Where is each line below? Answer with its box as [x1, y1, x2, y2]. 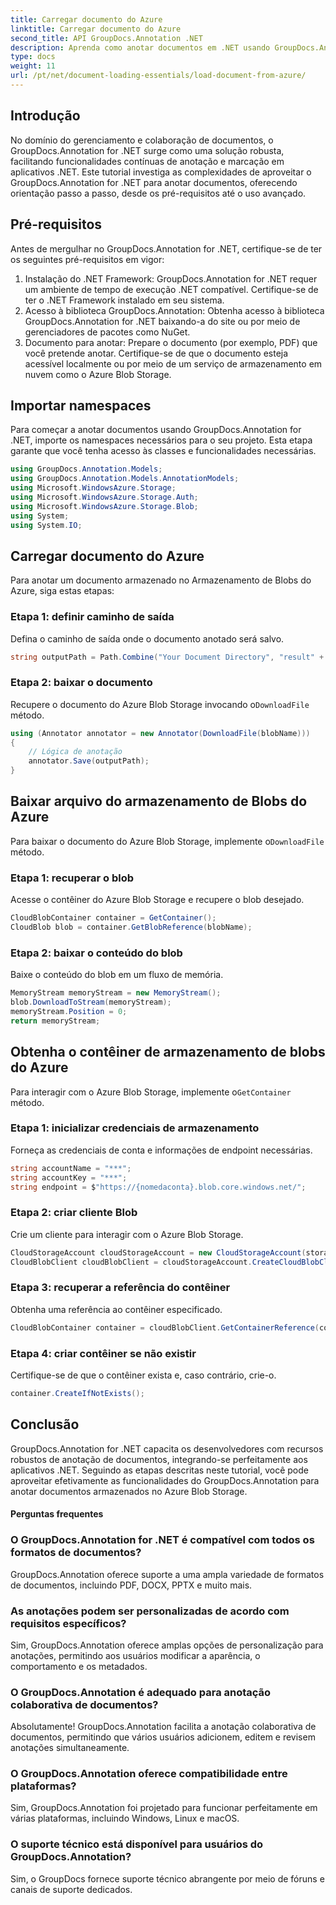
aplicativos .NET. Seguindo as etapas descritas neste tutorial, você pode [10, 1464, 309, 1476]
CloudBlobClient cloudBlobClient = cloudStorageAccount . [10, 1257, 253, 1267]
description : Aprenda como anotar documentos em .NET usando [10, 42, 271, 53]
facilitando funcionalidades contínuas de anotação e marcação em [10, 155, 285, 167]
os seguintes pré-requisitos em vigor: [10, 253, 165, 265]
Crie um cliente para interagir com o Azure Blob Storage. [10, 1228, 244, 1240]
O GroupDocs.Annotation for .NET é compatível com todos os [10, 1533, 315, 1547]
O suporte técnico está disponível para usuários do [10, 1837, 264, 1851]
